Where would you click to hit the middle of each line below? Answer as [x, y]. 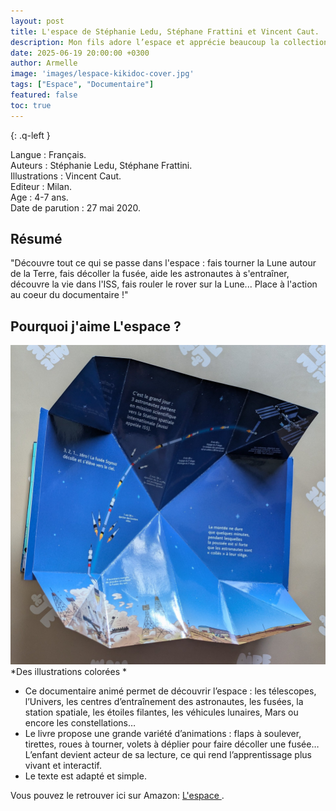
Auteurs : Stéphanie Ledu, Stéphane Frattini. [101, 165]
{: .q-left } [30, 135]
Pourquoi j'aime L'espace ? [96, 326]
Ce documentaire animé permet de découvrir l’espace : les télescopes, [170, 691]
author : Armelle [44, 63]
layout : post [37, 21]
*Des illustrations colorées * [69, 672]
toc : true [31, 105]
